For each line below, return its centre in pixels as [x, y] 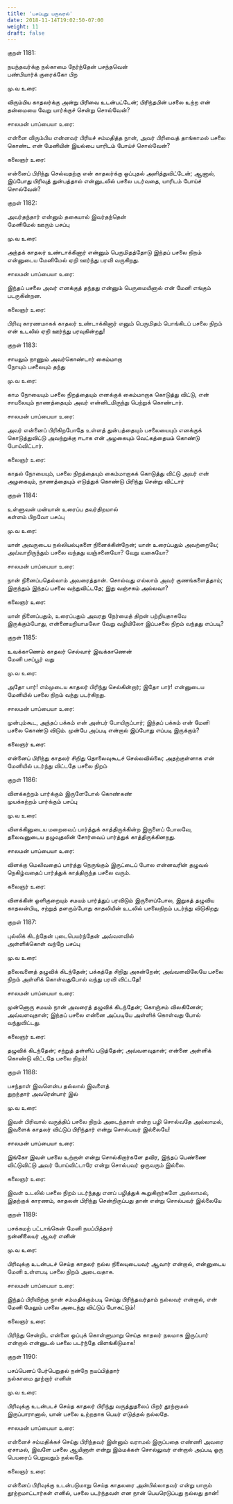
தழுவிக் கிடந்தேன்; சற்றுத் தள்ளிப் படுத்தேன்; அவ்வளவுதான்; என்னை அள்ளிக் [109, 1050]
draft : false [26, 33]
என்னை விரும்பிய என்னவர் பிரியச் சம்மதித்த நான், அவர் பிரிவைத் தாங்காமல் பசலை [116, 138]
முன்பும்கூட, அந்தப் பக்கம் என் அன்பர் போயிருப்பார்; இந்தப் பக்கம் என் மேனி [108, 723]
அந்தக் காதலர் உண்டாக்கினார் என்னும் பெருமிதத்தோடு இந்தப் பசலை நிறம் [104, 252]
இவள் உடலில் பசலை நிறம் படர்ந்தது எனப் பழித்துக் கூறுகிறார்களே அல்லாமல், [108, 1193]
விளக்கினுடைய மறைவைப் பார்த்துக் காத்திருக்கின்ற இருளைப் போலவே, [100, 829]
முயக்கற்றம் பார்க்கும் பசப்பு [42, 802]
